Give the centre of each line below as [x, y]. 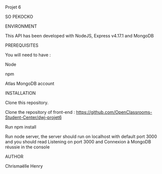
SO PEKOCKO [19, 17]
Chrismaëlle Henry [24, 166]
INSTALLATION [20, 93]
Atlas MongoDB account [30, 84]
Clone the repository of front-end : [40, 112]
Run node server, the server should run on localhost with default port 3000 [81, 137]
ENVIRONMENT [21, 26]
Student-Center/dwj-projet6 [33, 117]
